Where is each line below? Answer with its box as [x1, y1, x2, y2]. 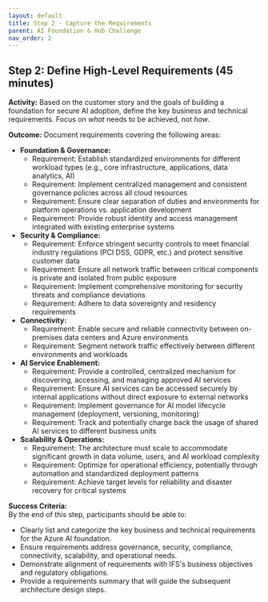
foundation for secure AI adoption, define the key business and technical [8, 106, 248, 116]
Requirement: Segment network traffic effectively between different [31, 341, 255, 351]
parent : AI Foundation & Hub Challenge [8, 26, 142, 34]
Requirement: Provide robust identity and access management [31, 214, 238, 223]
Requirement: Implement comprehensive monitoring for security [31, 282, 243, 291]
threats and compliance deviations [31, 290, 146, 300]
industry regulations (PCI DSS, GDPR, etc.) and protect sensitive [31, 247, 243, 257]
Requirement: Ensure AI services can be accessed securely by [31, 383, 238, 393]
